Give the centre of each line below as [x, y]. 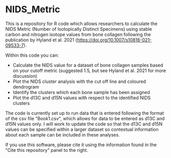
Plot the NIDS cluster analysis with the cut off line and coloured [79, 81]
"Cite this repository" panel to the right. [47, 150]
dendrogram [26, 87]
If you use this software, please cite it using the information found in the [81, 145]
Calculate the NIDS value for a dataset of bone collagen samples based [88, 65]
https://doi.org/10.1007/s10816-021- [114, 40]
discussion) [25, 76]
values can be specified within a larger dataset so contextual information [82, 129]
